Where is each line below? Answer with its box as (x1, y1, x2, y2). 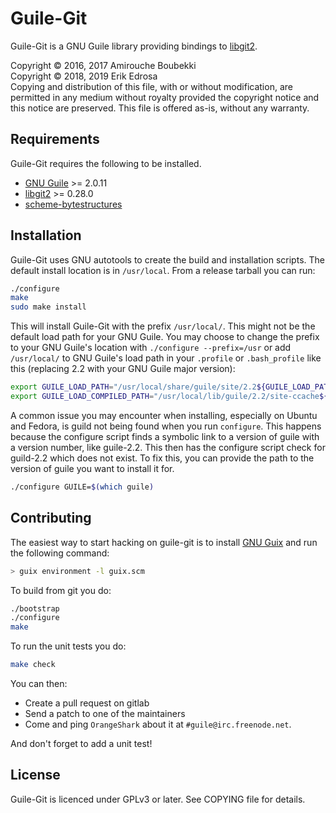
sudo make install (10, 302, 87, 312)
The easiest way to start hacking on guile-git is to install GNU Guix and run (10, 536, 318, 548)
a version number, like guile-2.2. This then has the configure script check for (10, 441, 326, 453)
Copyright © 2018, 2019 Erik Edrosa (10, 70, 158, 82)
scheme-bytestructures (24, 198, 123, 210)
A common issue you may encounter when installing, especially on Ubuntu (10, 409, 318, 421)
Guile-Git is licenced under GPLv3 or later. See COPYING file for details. (10, 793, 306, 805)
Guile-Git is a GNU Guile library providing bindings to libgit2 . (10, 40, 258, 52)
